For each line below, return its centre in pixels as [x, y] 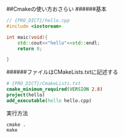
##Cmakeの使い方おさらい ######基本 [56, 9]
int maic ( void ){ [27, 37]
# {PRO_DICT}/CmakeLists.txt [44, 84]
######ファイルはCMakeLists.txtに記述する [62, 72]
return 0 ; [30, 49]
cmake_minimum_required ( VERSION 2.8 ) [55, 89]
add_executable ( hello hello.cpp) [49, 100]
